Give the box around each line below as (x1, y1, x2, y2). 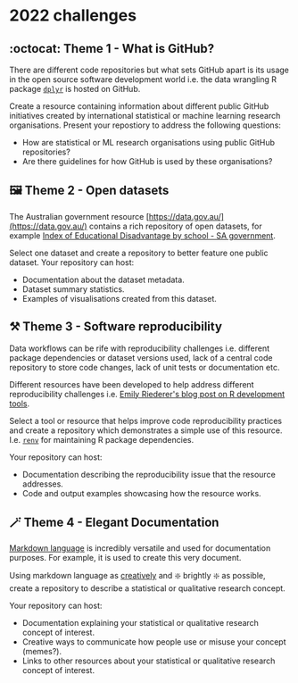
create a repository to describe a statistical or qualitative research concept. (9, 583, 286, 594)
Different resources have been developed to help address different (9, 379, 254, 389)
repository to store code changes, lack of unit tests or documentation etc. (9, 362, 280, 372)
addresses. (21, 479, 64, 489)
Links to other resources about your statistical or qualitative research (21, 655, 276, 666)
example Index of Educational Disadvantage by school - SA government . (9, 229, 277, 241)
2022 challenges (9, 5, 137, 26)
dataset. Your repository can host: (9, 256, 135, 268)
